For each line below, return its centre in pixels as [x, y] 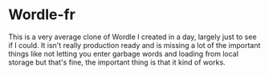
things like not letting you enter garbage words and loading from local [124, 53]
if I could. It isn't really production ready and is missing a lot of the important [134, 45]
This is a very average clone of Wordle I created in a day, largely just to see [132, 37]
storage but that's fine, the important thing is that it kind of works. [117, 62]
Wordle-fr [42, 15]
